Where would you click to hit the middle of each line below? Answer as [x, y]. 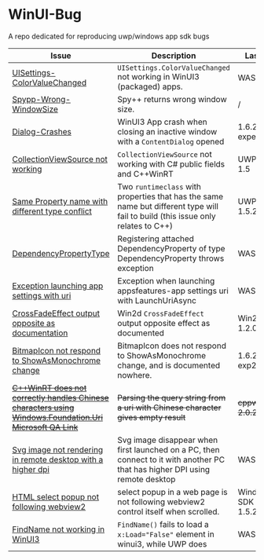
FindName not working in [59, 529]
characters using [43, 408]
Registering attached [156, 239]
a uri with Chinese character [169, 408]
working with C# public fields [171, 164]
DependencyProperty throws [171, 258]
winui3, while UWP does [162, 544]
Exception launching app [58, 286]
